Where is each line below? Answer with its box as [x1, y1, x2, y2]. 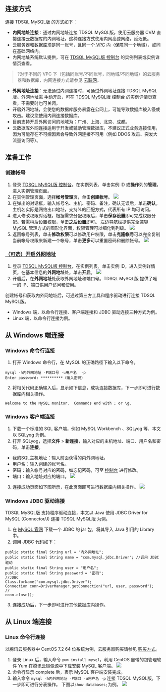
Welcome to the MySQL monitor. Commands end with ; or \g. [5, 401, 132, 406]
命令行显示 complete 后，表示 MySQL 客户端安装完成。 [12, 669, 125, 675]
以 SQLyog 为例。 [12, 432, 49, 438]
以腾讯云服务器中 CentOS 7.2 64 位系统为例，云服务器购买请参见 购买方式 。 [5, 646, 160, 652]
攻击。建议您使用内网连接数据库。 [12, 112, 82, 118]
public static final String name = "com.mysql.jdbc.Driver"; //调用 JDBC [5, 555, 160, 560]
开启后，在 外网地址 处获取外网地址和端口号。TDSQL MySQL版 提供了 [12, 275, 153, 281]
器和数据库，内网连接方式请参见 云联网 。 [17, 77, 102, 83]
